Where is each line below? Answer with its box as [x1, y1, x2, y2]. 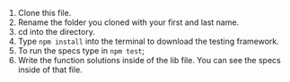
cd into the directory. [17, 27, 96, 37]
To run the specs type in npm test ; [17, 45, 145, 56]
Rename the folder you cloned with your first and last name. [17, 17, 240, 28]
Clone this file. [17, 8, 72, 18]
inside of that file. [17, 64, 83, 75]
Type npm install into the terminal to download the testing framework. [17, 36, 280, 46]
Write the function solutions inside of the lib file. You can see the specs [17, 55, 281, 65]
